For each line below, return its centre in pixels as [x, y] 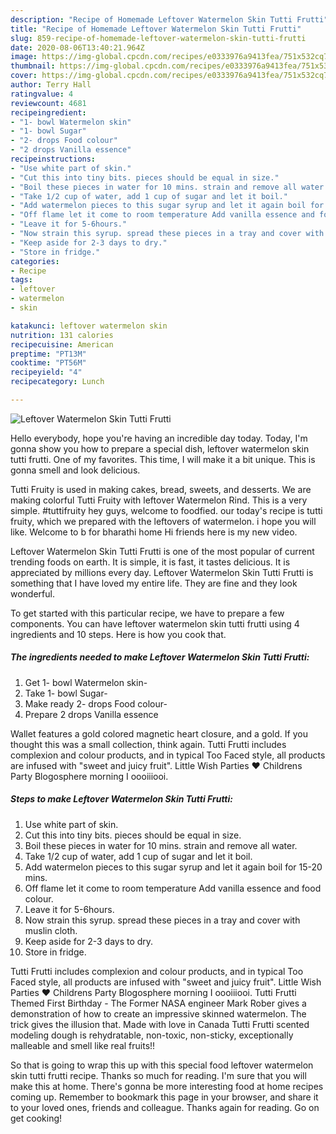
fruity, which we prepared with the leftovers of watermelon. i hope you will [163, 521]
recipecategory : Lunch [57, 382]
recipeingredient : [48, 112]
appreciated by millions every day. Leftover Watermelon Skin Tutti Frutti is [162, 572]
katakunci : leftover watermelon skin [89, 326]
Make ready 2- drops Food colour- [96, 703]
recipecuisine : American [62, 344]
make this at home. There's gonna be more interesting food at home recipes [167, 1086]
